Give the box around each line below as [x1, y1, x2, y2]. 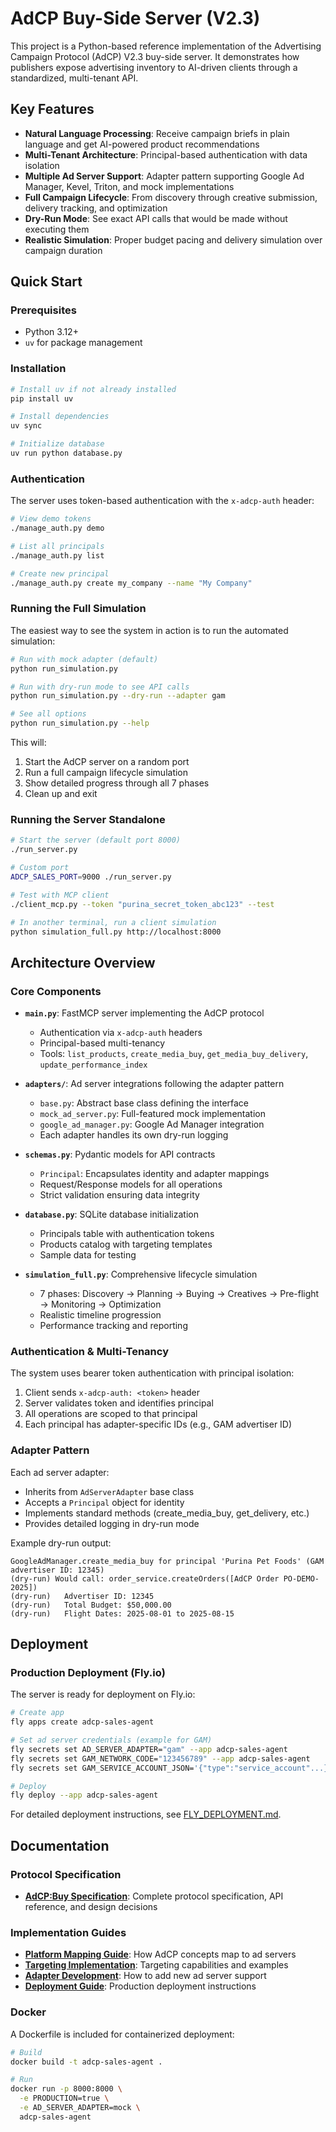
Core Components [10, 984, 102, 998]
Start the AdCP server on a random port [24, 756, 190, 768]
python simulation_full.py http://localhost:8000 [10, 927, 222, 937]
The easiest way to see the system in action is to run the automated [10, 624, 289, 636]
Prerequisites [10, 303, 77, 317]
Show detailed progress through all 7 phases [24, 777, 210, 789]
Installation [10, 362, 67, 376]
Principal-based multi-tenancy [39, 1037, 166, 1049]
